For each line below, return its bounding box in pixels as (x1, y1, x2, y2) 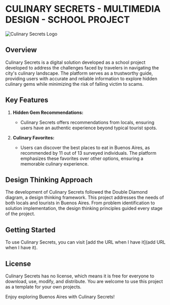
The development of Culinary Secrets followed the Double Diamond (5, 189, 148, 195)
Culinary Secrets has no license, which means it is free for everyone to (5, 273, 155, 279)
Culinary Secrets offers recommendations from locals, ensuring (20, 119, 155, 125)
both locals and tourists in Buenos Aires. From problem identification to (5, 200, 155, 206)
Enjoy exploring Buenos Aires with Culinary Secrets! (5, 294, 115, 299)
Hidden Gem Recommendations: (12, 109, 83, 115)
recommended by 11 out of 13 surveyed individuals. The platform (20, 150, 157, 156)
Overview (5, 45, 37, 54)
